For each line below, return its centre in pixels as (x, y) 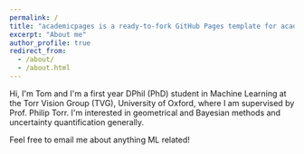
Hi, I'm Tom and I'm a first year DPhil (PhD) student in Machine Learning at (148, 93)
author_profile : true (50, 43)
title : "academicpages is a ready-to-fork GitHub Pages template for (143, 26)
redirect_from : (38, 51)
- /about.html (44, 68)
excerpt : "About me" (48, 34)
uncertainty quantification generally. (77, 122)
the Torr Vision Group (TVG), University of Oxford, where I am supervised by (152, 103)
